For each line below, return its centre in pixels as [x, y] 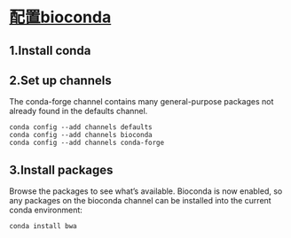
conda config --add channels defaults [81, 127]
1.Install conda [50, 50]
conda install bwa [43, 226]
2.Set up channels [61, 80]
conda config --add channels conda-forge [87, 143]
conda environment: [46, 210]
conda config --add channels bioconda [81, 135]
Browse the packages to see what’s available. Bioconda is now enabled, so [146, 191]
